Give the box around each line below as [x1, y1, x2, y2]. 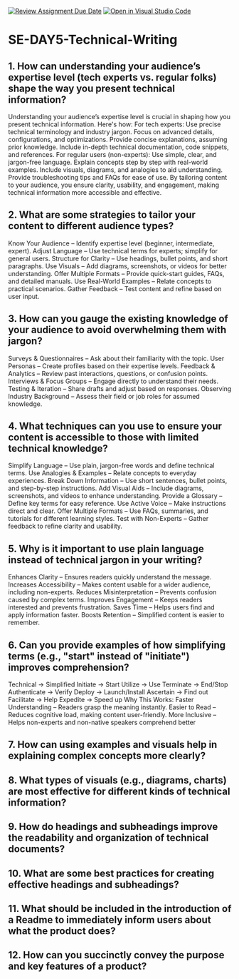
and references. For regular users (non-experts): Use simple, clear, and [8, 151, 217, 158]
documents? [8, 843, 65, 856]
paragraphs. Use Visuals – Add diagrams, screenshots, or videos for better [8, 261, 227, 270]
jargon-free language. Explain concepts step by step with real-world [8, 158, 208, 166]
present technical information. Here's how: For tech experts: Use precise [8, 120, 221, 128]
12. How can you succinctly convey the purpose [8, 949, 225, 961]
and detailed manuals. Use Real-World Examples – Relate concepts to [8, 277, 212, 285]
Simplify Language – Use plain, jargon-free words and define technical [8, 461, 215, 470]
